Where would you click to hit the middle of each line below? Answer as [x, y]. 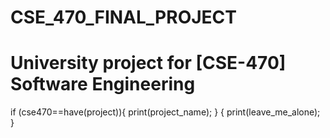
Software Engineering [103, 84]
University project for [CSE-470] [148, 63]
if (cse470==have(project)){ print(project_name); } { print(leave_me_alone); [165, 112]
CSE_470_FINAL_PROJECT [123, 17]
